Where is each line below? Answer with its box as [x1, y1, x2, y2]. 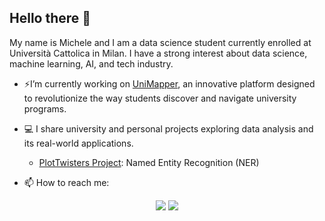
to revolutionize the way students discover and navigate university [23, 92, 297, 104]
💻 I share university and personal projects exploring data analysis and [23, 122, 314, 135]
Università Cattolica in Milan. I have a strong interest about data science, [9, 47, 308, 59]
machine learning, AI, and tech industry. [9, 57, 174, 70]
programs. [23, 102, 67, 115]
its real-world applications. [23, 137, 134, 149]
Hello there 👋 [9, 10, 92, 27]
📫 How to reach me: [23, 176, 110, 188]
